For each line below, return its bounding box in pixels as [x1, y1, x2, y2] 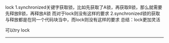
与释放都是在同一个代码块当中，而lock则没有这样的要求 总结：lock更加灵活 [5, 17, 160, 22]
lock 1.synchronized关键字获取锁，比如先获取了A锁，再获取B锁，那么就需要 [5, 4, 162, 10]
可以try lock [5, 27, 30, 33]
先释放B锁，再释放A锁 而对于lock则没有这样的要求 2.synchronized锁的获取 [5, 10, 160, 16]
